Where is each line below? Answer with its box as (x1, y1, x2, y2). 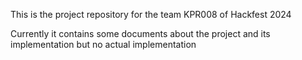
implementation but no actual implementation (10, 39, 197, 50)
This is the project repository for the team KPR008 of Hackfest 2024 (10, 9, 292, 20)
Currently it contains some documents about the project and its (10, 28, 271, 39)
